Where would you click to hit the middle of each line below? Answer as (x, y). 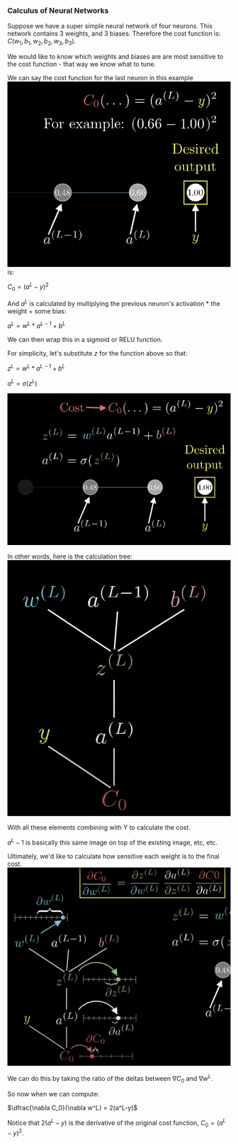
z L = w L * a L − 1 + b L (36, 368)
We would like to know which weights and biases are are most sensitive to (115, 57)
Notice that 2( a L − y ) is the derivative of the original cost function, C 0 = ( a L (117, 1123)
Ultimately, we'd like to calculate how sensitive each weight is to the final (113, 856)
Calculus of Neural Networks (58, 11)
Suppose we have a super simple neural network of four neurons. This (110, 26)
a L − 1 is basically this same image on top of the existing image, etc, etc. (113, 842)
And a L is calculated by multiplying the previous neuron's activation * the (114, 303)
